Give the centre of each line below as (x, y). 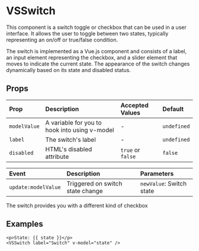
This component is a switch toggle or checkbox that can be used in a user (96, 27)
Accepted (135, 105)
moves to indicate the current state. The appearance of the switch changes (98, 64)
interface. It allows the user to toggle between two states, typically (87, 33)
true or (130, 150)
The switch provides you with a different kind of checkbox (77, 206)
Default (173, 109)
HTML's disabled (69, 149)
